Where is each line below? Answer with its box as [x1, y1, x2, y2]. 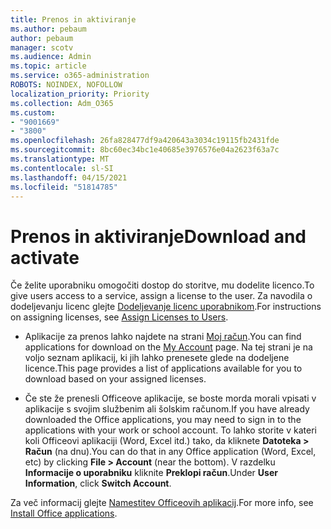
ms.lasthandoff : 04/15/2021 [10, 172, 128, 183]
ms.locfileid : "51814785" [10, 182, 118, 192]
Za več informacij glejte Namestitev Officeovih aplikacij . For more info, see [10, 497, 314, 509]
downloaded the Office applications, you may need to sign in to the [24, 414, 302, 426]
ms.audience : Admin [10, 52, 92, 62]
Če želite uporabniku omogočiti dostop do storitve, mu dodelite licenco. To [10, 279, 315, 291]
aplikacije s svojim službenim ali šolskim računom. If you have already [24, 403, 310, 415]
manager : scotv [10, 42, 74, 53]
